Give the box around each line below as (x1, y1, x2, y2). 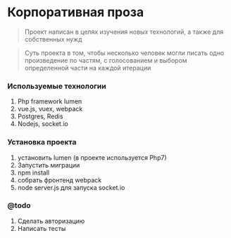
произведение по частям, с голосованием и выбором (24, 56, 188, 64)
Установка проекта (7, 137, 77, 147)
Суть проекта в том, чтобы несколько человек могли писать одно (24, 49, 225, 57)
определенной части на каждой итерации (24, 63, 151, 72)
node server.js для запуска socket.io (17, 183, 125, 192)
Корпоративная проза (7, 4, 144, 20)
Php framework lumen (17, 97, 82, 106)
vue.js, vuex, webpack (17, 105, 83, 113)
